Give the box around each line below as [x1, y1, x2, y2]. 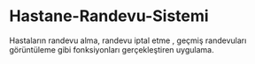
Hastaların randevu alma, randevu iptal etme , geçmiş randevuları [9, 35, 247, 46]
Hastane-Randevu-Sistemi [9, 6, 210, 26]
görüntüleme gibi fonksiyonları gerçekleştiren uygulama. [9, 44, 214, 54]
